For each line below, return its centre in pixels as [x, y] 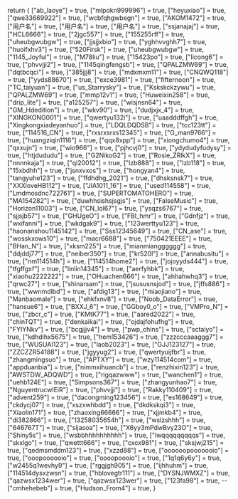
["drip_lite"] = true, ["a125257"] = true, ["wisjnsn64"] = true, [95, 102]
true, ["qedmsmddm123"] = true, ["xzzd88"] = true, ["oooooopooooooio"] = [118, 450]
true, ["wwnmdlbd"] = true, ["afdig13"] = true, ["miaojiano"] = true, [105, 291]
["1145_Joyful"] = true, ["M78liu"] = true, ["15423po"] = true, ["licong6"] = [115, 57]
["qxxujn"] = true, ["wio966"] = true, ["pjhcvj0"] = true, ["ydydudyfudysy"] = [119, 148]
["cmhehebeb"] [30, 488]
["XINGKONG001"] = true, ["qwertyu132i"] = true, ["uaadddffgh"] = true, [113, 117]
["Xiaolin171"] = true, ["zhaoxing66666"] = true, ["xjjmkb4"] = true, [105, 413]
